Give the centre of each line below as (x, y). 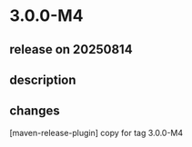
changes (35, 111)
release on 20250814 (71, 49)
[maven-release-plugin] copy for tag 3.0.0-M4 (96, 132)
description (43, 79)
